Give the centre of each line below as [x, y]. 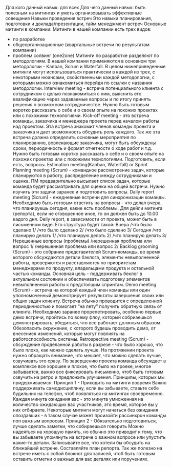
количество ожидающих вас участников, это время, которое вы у [85, 404]
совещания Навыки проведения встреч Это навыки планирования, [79, 18]
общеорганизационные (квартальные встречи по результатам [81, 45]
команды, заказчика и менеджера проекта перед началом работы [86, 121]
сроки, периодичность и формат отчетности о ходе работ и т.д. [82, 148]
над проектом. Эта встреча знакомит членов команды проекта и [84, 126]
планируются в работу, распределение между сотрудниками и [82, 176]
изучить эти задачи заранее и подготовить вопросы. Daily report [83, 192]
